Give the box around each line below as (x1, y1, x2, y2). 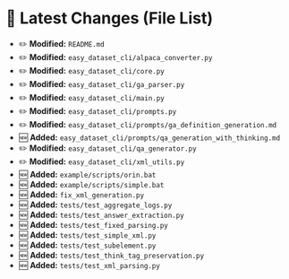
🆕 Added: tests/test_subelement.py (18, 240, 157, 250)
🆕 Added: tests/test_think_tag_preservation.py (18, 249, 205, 260)
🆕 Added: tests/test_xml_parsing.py (18, 259, 160, 270)
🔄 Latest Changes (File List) (5, 8, 214, 29)
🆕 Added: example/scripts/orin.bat (18, 169, 157, 179)
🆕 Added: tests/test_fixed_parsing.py (18, 219, 168, 230)
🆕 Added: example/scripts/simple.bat (18, 179, 165, 189)
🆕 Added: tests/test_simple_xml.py (18, 229, 157, 240)
